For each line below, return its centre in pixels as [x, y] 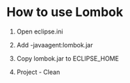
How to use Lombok [65, 12]
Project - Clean [38, 72]
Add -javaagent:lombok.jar [55, 45]
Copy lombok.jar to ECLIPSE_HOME [68, 58]
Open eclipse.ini [40, 31]
